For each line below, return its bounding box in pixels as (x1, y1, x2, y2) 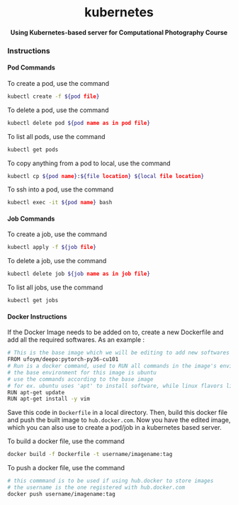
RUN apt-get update (7, 389, 65, 396)
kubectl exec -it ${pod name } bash (7, 199, 113, 206)
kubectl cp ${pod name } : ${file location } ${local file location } (7, 172, 204, 179)
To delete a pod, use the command (7, 106, 109, 114)
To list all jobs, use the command (7, 283, 103, 292)
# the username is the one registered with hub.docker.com (7, 484, 186, 492)
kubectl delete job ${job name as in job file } (7, 270, 151, 277)
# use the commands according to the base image (7, 375, 154, 383)
